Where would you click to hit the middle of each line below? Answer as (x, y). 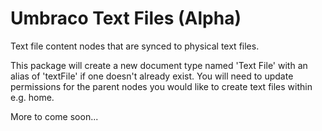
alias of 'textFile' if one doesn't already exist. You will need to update (152, 76)
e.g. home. (32, 97)
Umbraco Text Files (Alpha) (126, 18)
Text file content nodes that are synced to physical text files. (135, 46)
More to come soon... (54, 116)
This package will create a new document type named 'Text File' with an (159, 65)
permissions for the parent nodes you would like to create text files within (161, 86)
